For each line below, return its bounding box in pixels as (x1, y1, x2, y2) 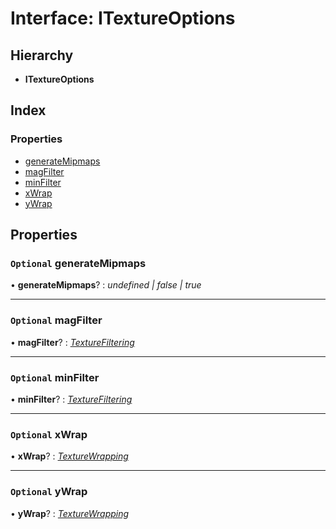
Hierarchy (10, 47, 74, 64)
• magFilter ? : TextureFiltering (10, 336, 135, 348)
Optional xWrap (10, 427, 88, 441)
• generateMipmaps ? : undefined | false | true (10, 279, 202, 291)
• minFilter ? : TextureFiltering (10, 393, 133, 405)
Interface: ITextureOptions (10, 7, 236, 30)
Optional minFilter (10, 370, 100, 384)
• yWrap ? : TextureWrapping (10, 507, 130, 519)
